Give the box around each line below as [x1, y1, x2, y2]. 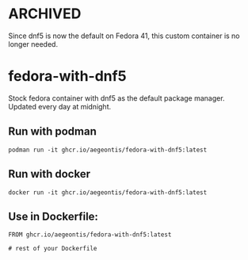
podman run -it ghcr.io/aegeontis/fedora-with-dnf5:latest [8, 146, 208, 154]
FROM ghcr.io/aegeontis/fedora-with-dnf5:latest [8, 231, 172, 239]
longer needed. [8, 39, 58, 48]
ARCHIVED [8, 5, 82, 23]
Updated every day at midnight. [8, 101, 112, 111]
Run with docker [8, 167, 91, 181]
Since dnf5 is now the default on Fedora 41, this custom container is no [8, 31, 240, 40]
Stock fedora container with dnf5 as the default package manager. [8, 93, 225, 103]
